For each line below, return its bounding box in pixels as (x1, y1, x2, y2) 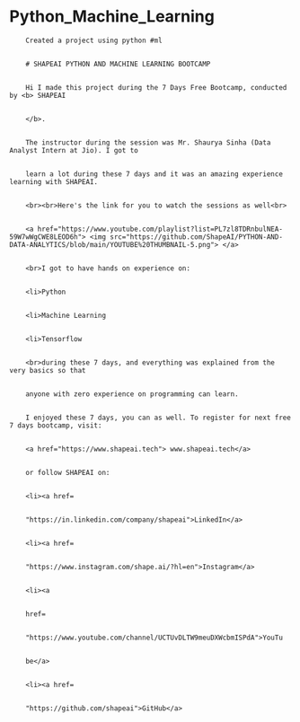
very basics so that (9, 365, 87, 374)
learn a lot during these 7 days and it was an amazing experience (25, 169, 283, 179)
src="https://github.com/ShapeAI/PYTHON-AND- (109, 232, 283, 242)
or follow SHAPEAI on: (25, 468, 110, 477)
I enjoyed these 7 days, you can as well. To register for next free (25, 413, 292, 422)
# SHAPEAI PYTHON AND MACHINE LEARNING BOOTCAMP (25, 59, 211, 68)
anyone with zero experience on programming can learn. (25, 389, 240, 399)
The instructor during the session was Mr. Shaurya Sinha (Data (25, 137, 271, 147)
